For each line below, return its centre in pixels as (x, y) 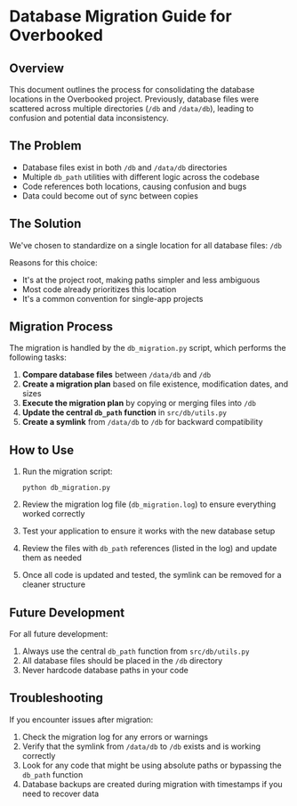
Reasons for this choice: (53, 262)
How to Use (42, 450)
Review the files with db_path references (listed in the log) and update (149, 549)
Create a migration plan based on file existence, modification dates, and (155, 384)
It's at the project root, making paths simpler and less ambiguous (141, 280)
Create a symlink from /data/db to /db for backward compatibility (143, 422)
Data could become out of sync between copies (110, 195)
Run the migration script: (67, 472)
